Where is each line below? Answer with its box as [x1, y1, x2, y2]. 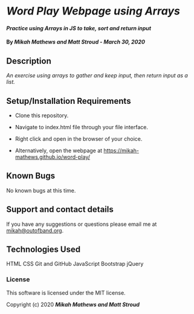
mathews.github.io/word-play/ [15, 153, 91, 161]
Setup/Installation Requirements [6, 95, 131, 106]
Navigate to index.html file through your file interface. [15, 124, 148, 130]
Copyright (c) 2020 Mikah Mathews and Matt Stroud [6, 301, 140, 308]
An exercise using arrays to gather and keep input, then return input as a [6, 72, 189, 79]
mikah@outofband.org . [6, 226, 64, 234]
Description [6, 56, 51, 66]
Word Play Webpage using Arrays [6, 4, 180, 18]
